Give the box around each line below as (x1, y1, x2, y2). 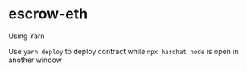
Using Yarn (8, 31, 46, 41)
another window (8, 55, 63, 65)
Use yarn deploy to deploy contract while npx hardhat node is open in (8, 46, 239, 56)
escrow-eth (8, 5, 89, 23)
